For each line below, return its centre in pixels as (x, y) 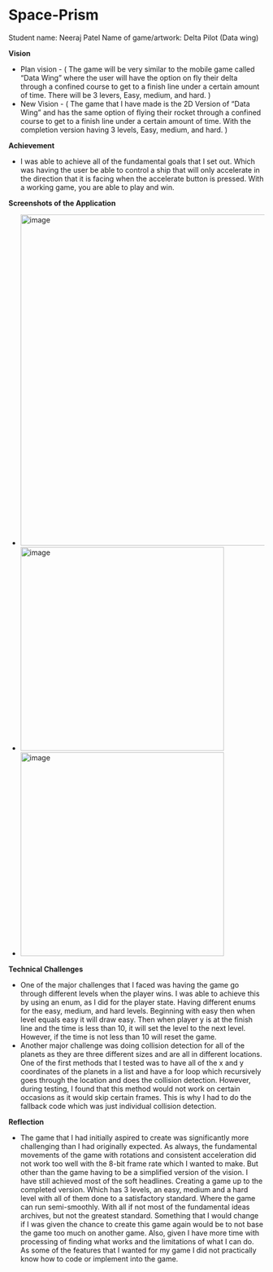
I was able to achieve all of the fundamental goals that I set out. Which (138, 161)
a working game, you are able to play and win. (97, 187)
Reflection (26, 1121)
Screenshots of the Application (62, 203)
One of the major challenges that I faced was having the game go (130, 984)
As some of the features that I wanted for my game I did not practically (139, 1250)
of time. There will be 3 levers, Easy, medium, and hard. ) (115, 95)
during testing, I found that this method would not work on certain (130, 1089)
